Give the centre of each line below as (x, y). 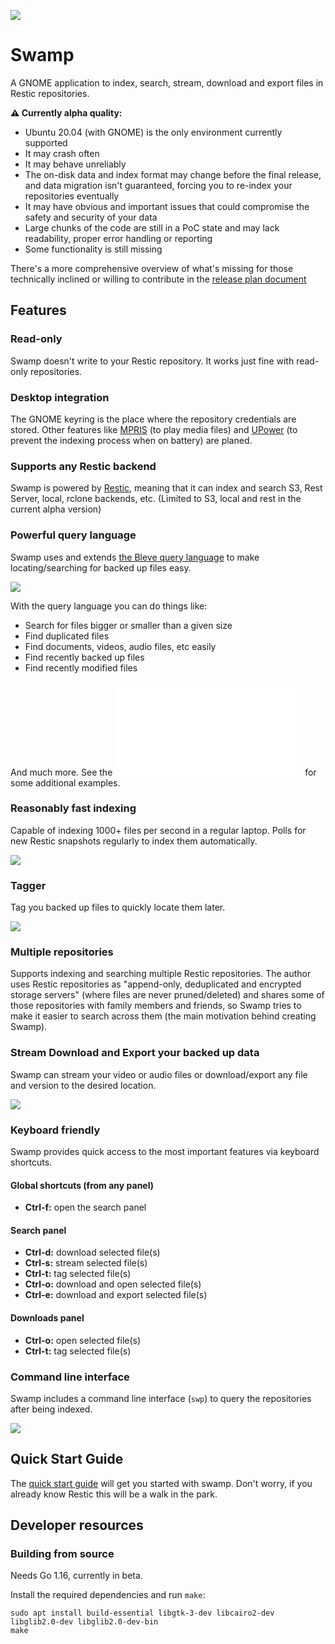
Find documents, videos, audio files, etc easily (120, 646)
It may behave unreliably (75, 164)
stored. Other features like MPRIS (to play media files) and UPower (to (154, 429)
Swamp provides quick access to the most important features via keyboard (165, 1151)
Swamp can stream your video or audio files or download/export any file (159, 1074)
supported (46, 142)
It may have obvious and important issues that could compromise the (167, 206)
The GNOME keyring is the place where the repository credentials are (153, 419)
